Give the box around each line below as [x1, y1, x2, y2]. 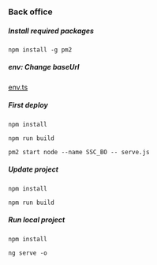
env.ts [8, 82, 28, 92]
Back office [8, 6, 53, 17]
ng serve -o [8, 248, 47, 257]
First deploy [8, 100, 49, 110]
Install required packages [8, 26, 95, 36]
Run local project [8, 215, 65, 225]
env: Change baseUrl [8, 62, 80, 72]
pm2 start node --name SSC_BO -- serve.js [8, 148, 150, 156]
